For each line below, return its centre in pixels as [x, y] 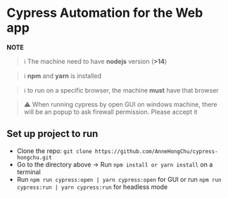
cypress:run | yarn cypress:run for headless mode [92, 187]
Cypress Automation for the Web [105, 13]
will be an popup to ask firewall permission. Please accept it [110, 112]
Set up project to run [52, 134]
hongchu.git [34, 157]
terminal [29, 172]
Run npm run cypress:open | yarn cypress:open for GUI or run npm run [119, 179]
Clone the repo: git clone [54, 151]
